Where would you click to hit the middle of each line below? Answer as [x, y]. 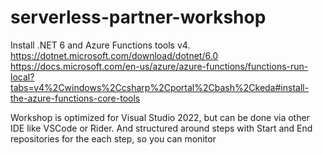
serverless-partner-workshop [138, 17]
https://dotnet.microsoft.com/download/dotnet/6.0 [114, 55]
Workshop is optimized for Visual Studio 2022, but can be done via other [160, 117]
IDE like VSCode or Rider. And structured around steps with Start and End [161, 128]
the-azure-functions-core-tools [75, 98]
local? [22, 77]
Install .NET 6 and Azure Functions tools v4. [100, 45]
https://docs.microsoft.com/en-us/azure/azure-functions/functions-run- [159, 66]
